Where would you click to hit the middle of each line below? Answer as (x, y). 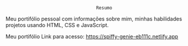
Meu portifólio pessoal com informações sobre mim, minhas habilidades (94, 19)
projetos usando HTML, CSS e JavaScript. (57, 25)
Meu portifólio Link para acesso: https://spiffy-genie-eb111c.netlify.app (92, 37)
